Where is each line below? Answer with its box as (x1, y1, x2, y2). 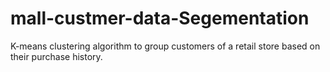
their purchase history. (10, 50, 103, 62)
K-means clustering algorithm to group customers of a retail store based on (10, 40, 321, 52)
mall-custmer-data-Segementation (10, 7, 310, 30)
